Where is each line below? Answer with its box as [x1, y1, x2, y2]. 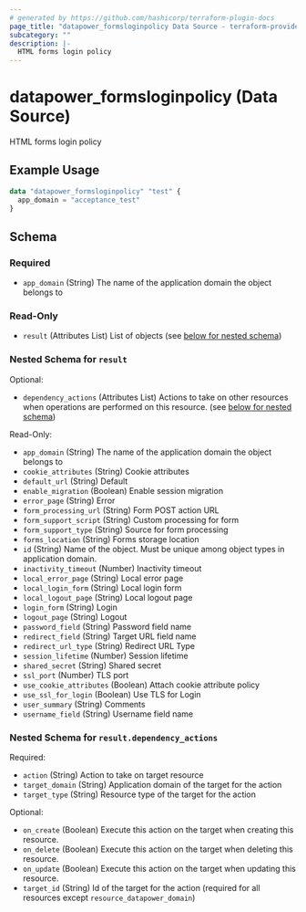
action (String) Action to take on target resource [22, 770, 204, 781]
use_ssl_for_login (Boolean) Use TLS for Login [22, 688, 202, 699]
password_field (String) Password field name [22, 621, 192, 632]
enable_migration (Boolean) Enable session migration [22, 485, 224, 496]
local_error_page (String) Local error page [22, 572, 184, 583]
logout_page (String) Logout [22, 611, 127, 622]
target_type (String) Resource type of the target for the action [22, 789, 257, 800]
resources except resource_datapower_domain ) [22, 892, 196, 904]
